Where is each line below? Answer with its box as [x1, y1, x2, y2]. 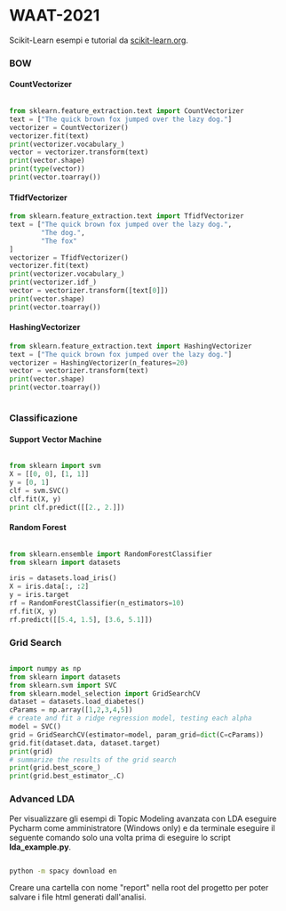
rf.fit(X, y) [9, 607, 58, 616]
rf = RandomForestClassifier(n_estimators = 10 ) [9, 599, 185, 608]
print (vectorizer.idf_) [9, 278, 98, 287]
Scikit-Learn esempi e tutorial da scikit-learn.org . [9, 35, 189, 45]
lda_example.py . [9, 842, 72, 852]
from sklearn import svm [9, 462, 101, 471]
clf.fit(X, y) [9, 495, 62, 504]
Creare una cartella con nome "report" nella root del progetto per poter [9, 883, 269, 893]
